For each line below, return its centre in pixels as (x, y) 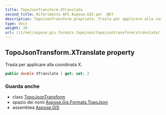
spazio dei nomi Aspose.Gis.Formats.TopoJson (60, 102)
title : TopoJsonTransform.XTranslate (44, 10)
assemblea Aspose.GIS (36, 107)
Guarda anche (22, 86)
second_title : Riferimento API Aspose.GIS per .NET (59, 14)
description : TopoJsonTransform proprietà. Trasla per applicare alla (79, 19)
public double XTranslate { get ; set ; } (47, 74)
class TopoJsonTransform (39, 97)
